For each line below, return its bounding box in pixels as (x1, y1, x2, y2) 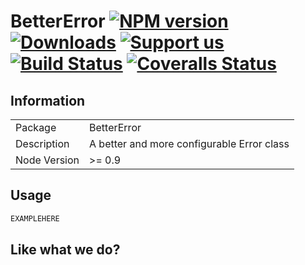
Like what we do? (10, 241, 121, 259)
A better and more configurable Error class (89, 137, 290, 150)
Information (10, 92, 86, 109)
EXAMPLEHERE (10, 213, 60, 224)
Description (15, 137, 70, 150)
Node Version (15, 153, 80, 167)
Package (15, 121, 57, 134)
